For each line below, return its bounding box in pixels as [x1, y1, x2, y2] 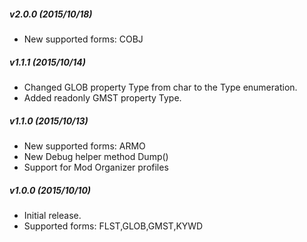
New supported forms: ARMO [23, 140, 146, 152]
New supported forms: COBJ [23, 33, 144, 45]
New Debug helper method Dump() [23, 150, 169, 162]
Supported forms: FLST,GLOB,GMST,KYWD [23, 220, 204, 232]
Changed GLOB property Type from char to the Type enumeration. [23, 81, 298, 93]
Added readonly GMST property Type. [23, 91, 182, 104]
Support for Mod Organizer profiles [23, 161, 169, 173]
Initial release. [23, 209, 82, 221]
